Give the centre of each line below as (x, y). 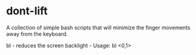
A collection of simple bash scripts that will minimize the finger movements (98, 27)
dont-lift (27, 11)
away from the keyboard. (37, 33)
